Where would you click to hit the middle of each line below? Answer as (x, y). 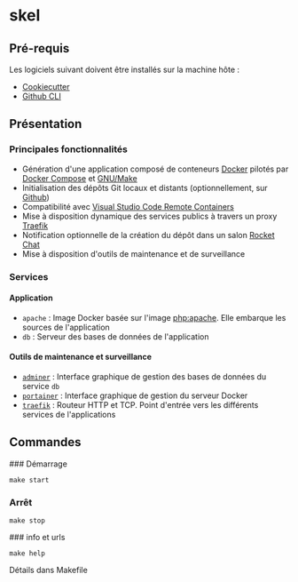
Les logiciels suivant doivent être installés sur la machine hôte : (125, 69)
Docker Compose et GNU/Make (79, 178)
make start (29, 480)
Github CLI (42, 96)
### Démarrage (39, 464)
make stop (27, 521)
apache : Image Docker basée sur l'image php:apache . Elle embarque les (154, 317)
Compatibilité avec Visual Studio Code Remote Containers (128, 206)
